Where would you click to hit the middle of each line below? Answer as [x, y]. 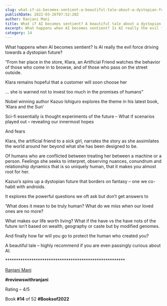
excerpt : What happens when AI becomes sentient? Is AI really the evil [82, 28]
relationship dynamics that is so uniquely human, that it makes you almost [81, 166]
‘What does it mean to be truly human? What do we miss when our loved [79, 206]
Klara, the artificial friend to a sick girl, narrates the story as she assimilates [82, 141]
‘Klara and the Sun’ [24, 107]
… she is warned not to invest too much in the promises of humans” [74, 92]
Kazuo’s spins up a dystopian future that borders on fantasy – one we [76, 181]
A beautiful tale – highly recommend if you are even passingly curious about [83, 245]
